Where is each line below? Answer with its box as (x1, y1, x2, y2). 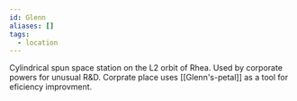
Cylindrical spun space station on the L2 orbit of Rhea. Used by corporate (9, 63, 283, 73)
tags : (9, 29, 30, 38)
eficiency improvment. (9, 81, 93, 92)
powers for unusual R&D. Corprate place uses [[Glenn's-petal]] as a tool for (9, 72, 289, 83)
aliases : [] (9, 21, 54, 30)
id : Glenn (9, 13, 47, 22)
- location (17, 38, 58, 47)
